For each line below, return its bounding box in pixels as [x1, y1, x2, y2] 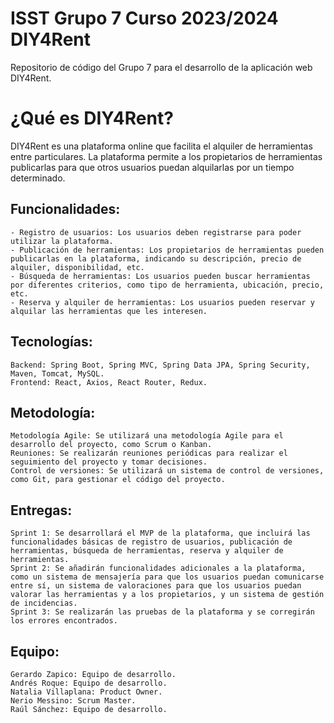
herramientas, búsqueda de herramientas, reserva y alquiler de [10, 546, 284, 556]
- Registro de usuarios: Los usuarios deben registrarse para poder [10, 227, 302, 237]
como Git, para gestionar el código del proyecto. [10, 475, 226, 485]
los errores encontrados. [10, 616, 118, 626]
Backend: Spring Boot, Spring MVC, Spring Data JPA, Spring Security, [10, 360, 311, 370]
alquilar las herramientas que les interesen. [10, 306, 208, 316]
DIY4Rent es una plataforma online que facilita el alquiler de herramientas [10, 140, 313, 152]
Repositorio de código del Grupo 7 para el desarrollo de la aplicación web [10, 61, 313, 73]
